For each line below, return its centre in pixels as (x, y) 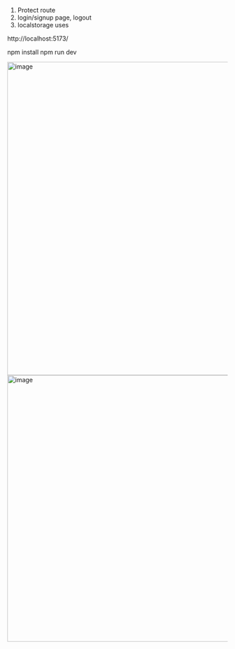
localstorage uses (43, 25)
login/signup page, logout (55, 18)
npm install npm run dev (42, 52)
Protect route (36, 10)
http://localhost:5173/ (38, 39)
